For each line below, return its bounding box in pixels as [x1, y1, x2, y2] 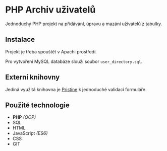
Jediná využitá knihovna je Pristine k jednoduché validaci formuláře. [5, 86, 147, 92]
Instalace [5, 35, 35, 44]
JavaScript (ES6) [12, 130, 48, 136]
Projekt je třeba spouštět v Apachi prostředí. [5, 48, 97, 54]
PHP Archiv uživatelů [5, 4, 96, 16]
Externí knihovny [5, 73, 60, 82]
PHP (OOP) [12, 114, 36, 120]
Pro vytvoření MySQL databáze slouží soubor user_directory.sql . [5, 58, 143, 64]
